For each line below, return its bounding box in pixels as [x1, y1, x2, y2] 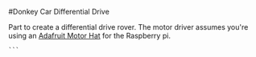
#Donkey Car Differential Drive [8, 7, 110, 16]
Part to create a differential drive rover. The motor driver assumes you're [8, 22, 249, 31]
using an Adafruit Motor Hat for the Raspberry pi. [8, 31, 171, 40]
